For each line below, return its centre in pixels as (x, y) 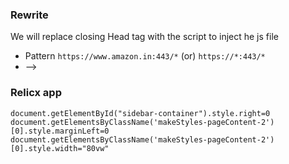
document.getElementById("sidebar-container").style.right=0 (140, 113)
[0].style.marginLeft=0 (60, 131)
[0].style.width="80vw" (60, 148)
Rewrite (29, 15)
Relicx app (36, 93)
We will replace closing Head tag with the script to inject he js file (144, 37)
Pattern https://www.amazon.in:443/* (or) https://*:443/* (145, 56)
